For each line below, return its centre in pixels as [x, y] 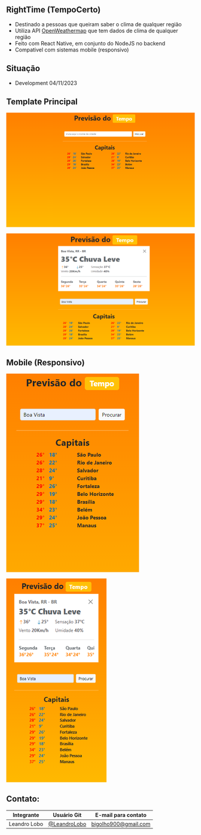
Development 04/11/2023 [46, 83]
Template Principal [42, 102]
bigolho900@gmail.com [121, 824]
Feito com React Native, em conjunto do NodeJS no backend [90, 43]
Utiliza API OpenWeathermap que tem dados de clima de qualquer [96, 31]
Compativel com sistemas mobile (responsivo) [72, 50]
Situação [23, 68]
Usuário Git [67, 815]
